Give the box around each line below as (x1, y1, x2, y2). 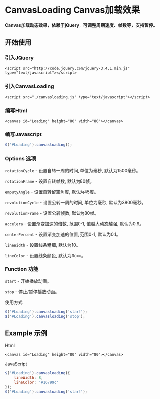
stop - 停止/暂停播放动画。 (5, 288, 60, 294)
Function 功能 (5, 266, 39, 273)
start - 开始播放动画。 (5, 278, 52, 284)
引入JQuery (5, 54, 34, 61)
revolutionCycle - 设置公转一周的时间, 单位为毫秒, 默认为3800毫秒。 (5, 199, 146, 205)
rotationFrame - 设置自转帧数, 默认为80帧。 (5, 178, 94, 184)
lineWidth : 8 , (14, 375, 43, 380)
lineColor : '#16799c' (14, 380, 59, 385)
